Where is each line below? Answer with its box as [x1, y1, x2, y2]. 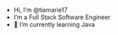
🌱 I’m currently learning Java [13, 21, 95, 28]
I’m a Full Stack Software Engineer [13, 13, 111, 21]
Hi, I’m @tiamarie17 [13, 6, 68, 14]
